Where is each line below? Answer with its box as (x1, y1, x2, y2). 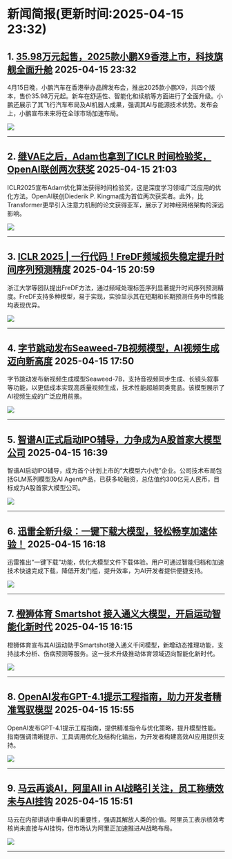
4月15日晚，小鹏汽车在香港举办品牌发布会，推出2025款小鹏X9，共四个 (7, 84, 209, 91)
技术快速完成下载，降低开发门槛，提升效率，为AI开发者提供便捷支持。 (7, 567, 207, 575)
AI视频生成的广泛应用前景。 (7, 392, 86, 401)
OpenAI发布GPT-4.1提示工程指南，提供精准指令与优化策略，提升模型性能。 (7, 724, 220, 732)
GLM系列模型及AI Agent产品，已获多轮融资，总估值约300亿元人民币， (12, 475, 214, 484)
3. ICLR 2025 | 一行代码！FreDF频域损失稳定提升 (7, 251, 215, 263)
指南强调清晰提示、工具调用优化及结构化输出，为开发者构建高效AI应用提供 (7, 732, 219, 740)
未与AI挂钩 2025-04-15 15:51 (7, 795, 133, 807)
